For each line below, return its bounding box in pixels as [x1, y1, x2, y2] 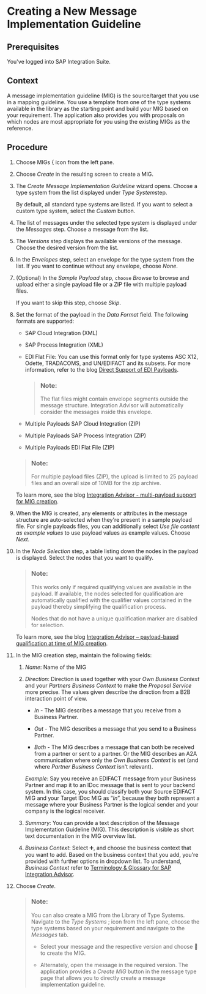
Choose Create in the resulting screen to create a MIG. [15, 170, 153, 178]
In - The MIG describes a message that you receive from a [34, 706, 182, 714]
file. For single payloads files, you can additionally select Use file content [15, 522, 200, 530]
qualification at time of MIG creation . [15, 639, 108, 647]
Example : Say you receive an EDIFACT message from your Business [24, 775, 196, 782]
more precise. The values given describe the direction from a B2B [24, 688, 191, 696]
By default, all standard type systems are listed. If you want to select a [15, 200, 193, 208]
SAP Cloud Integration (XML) [24, 329, 98, 336]
